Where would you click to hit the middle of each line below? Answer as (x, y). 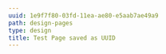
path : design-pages (41, 23)
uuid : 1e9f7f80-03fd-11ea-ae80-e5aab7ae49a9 (83, 15)
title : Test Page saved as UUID (62, 38)
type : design (30, 30)
